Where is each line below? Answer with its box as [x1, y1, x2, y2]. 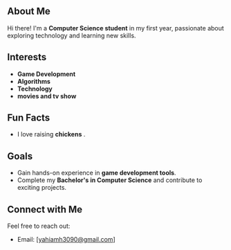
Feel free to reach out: [7, 222, 71, 231]
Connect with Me [7, 204, 83, 215]
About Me [7, 6, 50, 17]
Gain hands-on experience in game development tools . [17, 169, 176, 177]
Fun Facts [7, 112, 50, 124]
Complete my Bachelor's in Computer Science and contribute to [17, 176, 203, 184]
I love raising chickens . [17, 130, 86, 139]
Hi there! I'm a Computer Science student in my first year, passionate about [7, 24, 225, 32]
